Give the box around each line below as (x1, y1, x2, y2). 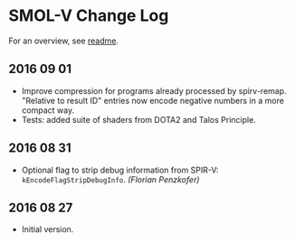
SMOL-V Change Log (8, 5, 169, 26)
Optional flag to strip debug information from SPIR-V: (21, 164, 219, 175)
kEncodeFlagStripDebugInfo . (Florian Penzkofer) (21, 173, 200, 185)
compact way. (21, 105, 74, 116)
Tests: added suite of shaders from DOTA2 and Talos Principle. (21, 114, 257, 125)
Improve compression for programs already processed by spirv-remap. (21, 85, 287, 96)
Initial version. (21, 224, 74, 235)
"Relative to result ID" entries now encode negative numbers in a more (21, 95, 284, 106)
